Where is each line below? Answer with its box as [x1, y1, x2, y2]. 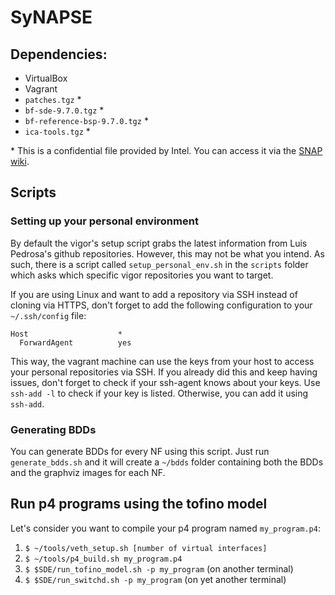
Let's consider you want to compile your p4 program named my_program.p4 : [10, 522, 321, 534]
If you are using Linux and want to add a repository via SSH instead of [10, 288, 298, 300]
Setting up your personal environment [10, 214, 199, 228]
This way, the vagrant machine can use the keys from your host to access [10, 355, 315, 367]
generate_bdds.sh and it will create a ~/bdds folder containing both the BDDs [10, 456, 324, 468]
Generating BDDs [10, 422, 97, 436]
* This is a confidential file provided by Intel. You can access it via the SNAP [10, 145, 323, 156]
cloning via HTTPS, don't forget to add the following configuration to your [10, 299, 313, 311]
